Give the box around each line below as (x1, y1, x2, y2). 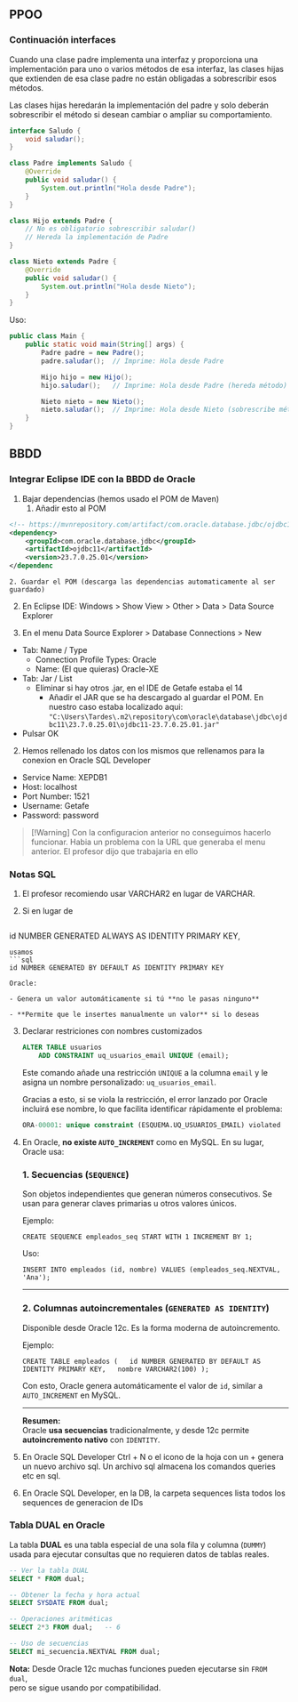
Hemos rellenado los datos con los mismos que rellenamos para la (21, 746, 265, 755)
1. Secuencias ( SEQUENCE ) (21, 1168, 129, 1181)
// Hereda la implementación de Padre (25, 233, 169, 242)
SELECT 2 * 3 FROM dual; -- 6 (9, 1623, 122, 1632)
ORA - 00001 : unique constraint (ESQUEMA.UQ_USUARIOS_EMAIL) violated (21, 1121, 281, 1130)
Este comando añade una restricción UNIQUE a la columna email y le (21, 1068, 269, 1078)
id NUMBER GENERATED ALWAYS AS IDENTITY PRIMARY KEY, (9, 931, 241, 941)
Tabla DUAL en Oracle (9, 1519, 106, 1531)
